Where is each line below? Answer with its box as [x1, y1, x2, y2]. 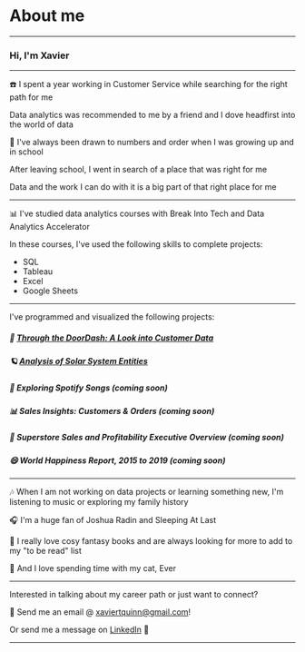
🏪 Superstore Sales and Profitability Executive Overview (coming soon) [9, 432, 284, 443]
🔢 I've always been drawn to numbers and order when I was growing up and [9, 137, 295, 148]
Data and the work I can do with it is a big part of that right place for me [9, 182, 277, 193]
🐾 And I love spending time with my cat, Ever [9, 563, 177, 574]
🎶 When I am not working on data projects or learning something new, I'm [9, 487, 284, 498]
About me [9, 5, 85, 26]
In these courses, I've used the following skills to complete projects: [9, 239, 263, 250]
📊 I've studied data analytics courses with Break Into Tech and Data [9, 208, 265, 219]
